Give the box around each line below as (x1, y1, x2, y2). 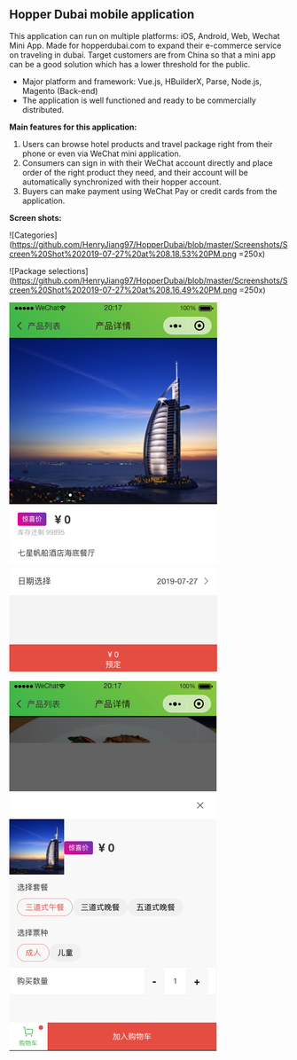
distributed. (21, 104, 65, 114)
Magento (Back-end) (21, 85, 98, 96)
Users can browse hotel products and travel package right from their (21, 138, 273, 149)
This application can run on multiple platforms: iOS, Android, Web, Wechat (9, 30, 281, 41)
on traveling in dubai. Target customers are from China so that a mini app (9, 49, 277, 60)
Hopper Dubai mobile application (9, 7, 195, 22)
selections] (48, 265, 89, 276)
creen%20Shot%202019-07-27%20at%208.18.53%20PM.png (9, 248, 238, 259)
